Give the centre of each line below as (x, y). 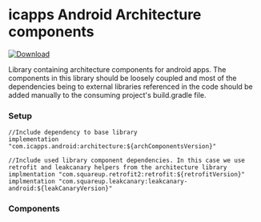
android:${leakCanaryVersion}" (60, 189)
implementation (34, 139)
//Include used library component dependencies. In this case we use (127, 161)
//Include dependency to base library (73, 133)
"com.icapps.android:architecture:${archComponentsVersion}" (112, 147)
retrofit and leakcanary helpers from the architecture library (118, 168)
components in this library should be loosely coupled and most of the (123, 78)
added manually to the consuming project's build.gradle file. (107, 95)
